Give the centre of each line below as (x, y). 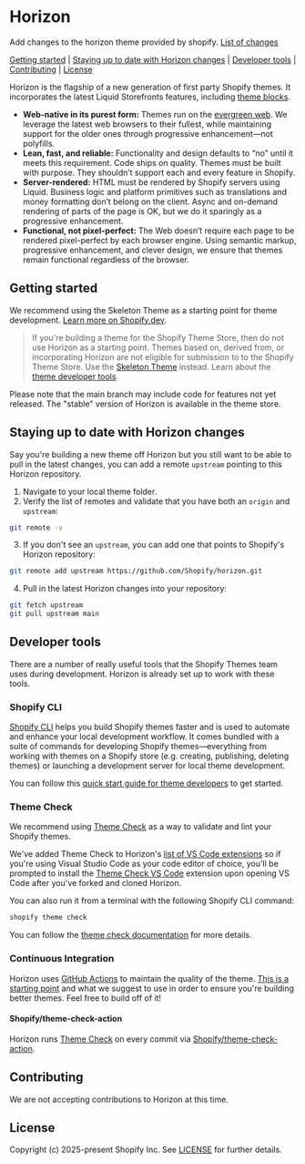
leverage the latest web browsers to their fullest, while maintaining (147, 124)
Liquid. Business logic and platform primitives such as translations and (154, 191)
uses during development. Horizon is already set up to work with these (142, 674)
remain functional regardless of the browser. (106, 259)
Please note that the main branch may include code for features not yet (143, 394)
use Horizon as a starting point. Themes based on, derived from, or (158, 347)
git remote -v (36, 527)
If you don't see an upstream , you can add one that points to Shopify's (153, 545)
